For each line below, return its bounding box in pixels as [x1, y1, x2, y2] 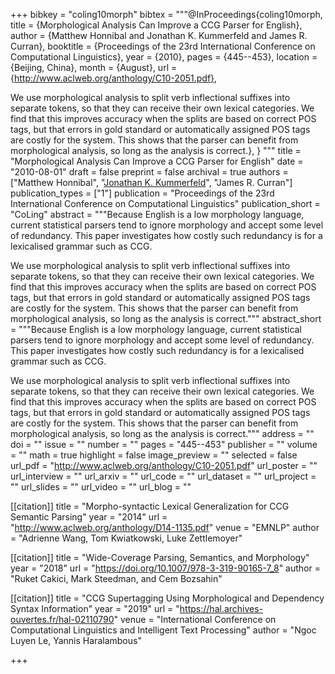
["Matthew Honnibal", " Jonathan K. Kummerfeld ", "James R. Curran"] [10, 177, 293, 188]
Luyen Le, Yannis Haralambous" [10, 635, 142, 646]
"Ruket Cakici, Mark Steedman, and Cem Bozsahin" [10, 573, 223, 584]
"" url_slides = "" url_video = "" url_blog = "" [10, 481, 192, 493]
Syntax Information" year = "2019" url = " [10, 603, 180, 614]
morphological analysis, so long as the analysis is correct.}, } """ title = [10, 145, 302, 156]
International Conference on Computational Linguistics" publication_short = [10, 198, 321, 209]
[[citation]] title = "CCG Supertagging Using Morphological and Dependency [10, 592, 325, 604]
